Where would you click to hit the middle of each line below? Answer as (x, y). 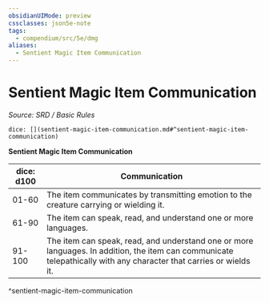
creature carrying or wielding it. (106, 204)
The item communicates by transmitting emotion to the (149, 195)
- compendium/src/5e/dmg (57, 38)
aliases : (23, 46)
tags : (17, 30)
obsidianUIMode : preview (50, 16)
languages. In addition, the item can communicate (140, 251)
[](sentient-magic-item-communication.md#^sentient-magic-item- (139, 129)
